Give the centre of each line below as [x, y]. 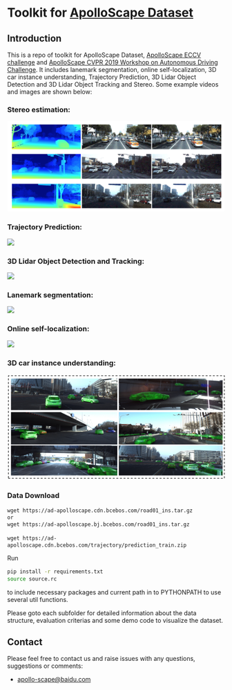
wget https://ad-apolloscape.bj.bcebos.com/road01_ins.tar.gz [98, 524]
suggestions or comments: [45, 666]
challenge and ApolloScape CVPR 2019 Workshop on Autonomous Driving [113, 62]
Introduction [35, 38]
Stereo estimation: [39, 109]
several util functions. [38, 599]
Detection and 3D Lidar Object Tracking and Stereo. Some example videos [113, 84]
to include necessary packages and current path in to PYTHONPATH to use [114, 592]
